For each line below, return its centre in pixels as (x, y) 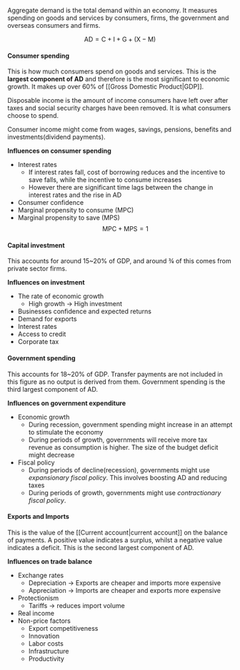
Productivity (46, 659)
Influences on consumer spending (60, 151)
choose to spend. (33, 116)
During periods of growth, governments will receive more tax (118, 440)
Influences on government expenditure (67, 403)
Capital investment (36, 245)
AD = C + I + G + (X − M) (120, 39)
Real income (36, 613)
